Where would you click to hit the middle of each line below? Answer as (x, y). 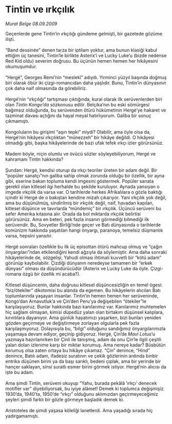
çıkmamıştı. (17, 121)
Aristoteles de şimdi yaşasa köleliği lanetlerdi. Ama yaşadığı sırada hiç (79, 410)
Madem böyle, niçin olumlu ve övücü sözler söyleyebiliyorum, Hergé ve (81, 154)
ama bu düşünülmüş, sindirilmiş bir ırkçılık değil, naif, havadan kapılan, (80, 203)
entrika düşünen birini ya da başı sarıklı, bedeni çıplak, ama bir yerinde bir (83, 361)
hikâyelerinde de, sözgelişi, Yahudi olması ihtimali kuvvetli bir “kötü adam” (83, 257)
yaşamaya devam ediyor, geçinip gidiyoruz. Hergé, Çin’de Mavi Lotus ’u (80, 334)
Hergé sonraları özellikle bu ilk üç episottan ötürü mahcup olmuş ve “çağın (84, 246)
